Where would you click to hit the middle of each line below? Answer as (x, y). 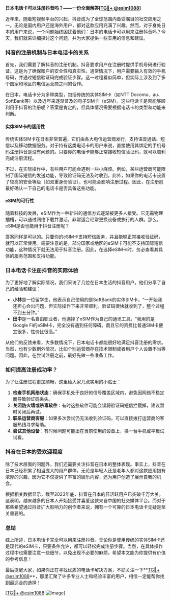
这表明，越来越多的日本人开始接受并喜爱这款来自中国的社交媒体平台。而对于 (85, 500)
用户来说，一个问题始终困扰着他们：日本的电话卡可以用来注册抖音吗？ (88, 32)
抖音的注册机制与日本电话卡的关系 (47, 52)
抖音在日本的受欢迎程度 (34, 452)
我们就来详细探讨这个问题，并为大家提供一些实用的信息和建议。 (81, 38)
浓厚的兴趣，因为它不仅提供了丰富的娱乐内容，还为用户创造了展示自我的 (81, 477)
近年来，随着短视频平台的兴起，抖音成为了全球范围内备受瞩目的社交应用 (81, 19)
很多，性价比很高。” (37, 331)
